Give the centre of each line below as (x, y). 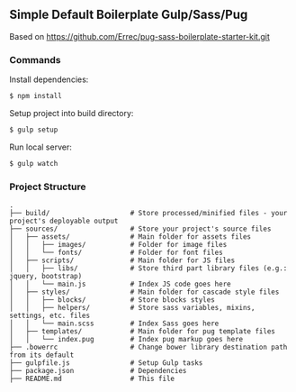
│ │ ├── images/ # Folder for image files (118, 245)
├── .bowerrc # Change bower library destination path (148, 347)
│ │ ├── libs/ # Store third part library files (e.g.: (148, 269)
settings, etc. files (50, 316)
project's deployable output (64, 221)
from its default (42, 355)
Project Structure (48, 187)
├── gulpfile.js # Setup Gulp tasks (106, 363)
